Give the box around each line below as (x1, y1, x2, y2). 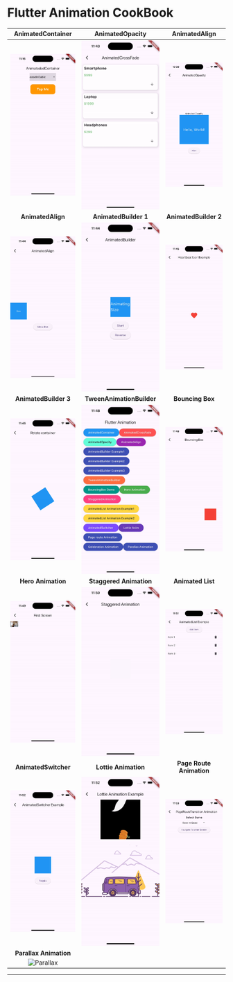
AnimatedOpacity (94, 30, 147, 38)
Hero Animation (19, 577, 67, 585)
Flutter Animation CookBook (7, 5, 174, 21)
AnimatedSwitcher (15, 763, 71, 771)
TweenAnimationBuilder (85, 395, 157, 403)
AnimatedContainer (13, 30, 72, 38)
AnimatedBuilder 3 (15, 395, 71, 403)
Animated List (173, 577, 215, 585)
